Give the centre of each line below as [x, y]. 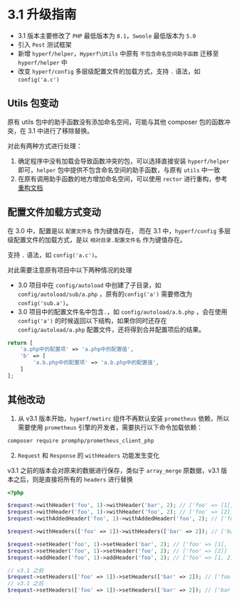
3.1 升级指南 [42, 15]
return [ [20, 343]
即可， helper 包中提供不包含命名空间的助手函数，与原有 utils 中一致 [119, 170]
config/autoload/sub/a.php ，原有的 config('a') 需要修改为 [105, 294]
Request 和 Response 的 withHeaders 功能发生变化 [89, 455]
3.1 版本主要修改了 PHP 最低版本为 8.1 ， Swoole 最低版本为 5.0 [107, 36]
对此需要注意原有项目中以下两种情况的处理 [70, 270]
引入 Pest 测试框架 [45, 44]
